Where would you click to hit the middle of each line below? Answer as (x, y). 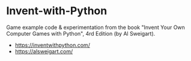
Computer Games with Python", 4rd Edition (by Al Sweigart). (81, 33)
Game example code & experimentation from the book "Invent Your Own (95, 27)
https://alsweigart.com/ (44, 51)
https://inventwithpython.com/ (52, 45)
